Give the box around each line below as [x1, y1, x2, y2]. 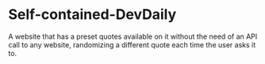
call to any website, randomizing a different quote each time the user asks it [8, 40, 256, 49]
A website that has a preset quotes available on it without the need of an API [8, 32, 258, 41]
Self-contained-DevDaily [8, 6, 177, 24]
